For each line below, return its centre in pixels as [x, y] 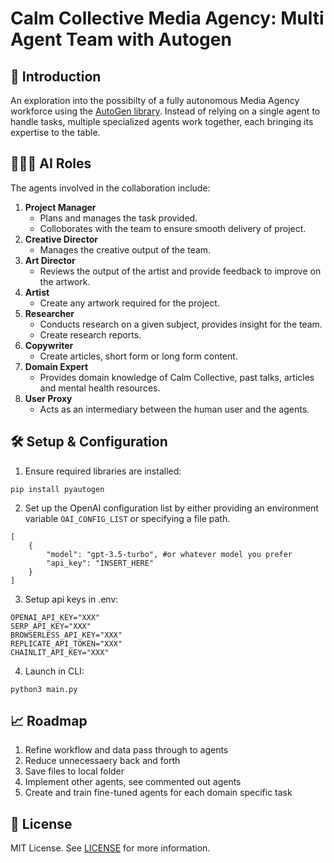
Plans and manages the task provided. [118, 218]
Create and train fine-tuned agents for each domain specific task [158, 793]
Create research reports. [90, 334]
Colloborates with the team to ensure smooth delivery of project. [173, 228]
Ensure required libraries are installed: [103, 471]
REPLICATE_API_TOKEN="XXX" [66, 643]
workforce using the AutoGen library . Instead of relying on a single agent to [165, 111]
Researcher [49, 313]
